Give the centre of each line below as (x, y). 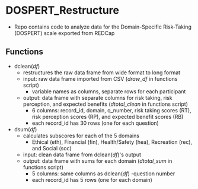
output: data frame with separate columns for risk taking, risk (98, 97)
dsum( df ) (25, 129)
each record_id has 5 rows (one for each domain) (92, 179)
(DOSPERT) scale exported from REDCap (64, 33)
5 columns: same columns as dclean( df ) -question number (103, 174)
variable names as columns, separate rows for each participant (109, 91)
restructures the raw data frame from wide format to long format (102, 73)
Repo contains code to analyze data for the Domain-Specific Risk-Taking (103, 27)
